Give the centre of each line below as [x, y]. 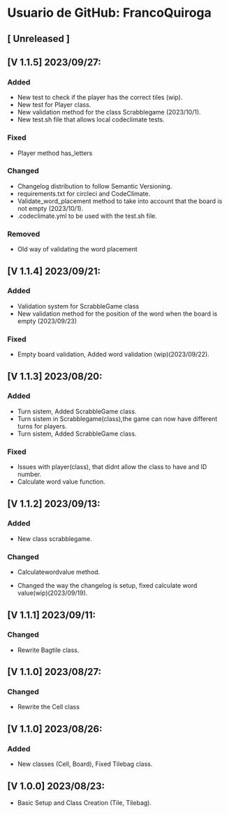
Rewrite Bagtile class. [48, 650]
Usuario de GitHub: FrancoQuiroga [109, 13]
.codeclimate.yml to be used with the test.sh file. [87, 216]
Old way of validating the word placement [77, 249]
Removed [24, 234]
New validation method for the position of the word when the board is [117, 313]
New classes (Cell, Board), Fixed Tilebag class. [85, 764]
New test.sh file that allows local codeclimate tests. [91, 119]
